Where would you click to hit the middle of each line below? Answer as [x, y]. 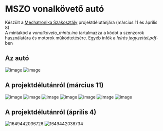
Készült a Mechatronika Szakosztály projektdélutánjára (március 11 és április [81, 22]
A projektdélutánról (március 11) [54, 85]
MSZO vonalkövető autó [54, 9]
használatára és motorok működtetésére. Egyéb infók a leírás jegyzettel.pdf [81, 38]
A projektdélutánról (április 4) [51, 112]
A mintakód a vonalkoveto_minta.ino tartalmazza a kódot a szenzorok [75, 33]
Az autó [17, 58]
